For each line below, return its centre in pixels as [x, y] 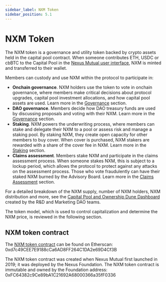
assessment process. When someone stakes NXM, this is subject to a [83, 161]
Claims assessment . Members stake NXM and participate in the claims [85, 156]
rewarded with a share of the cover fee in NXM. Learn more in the [79, 145]
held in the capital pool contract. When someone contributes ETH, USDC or [82, 58]
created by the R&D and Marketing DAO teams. [53, 202]
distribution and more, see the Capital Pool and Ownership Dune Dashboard [83, 197]
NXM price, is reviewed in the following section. [54, 217]
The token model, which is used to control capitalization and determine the [81, 212]
